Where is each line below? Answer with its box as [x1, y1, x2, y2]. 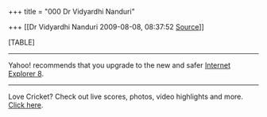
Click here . [8, 100, 44, 110]
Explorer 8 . [8, 69, 44, 78]
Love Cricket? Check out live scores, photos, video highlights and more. [8, 92, 244, 101]
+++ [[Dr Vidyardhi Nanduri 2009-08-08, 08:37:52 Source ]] [8, 22, 204, 31]
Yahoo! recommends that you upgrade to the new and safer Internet [8, 60, 231, 70]
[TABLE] [8, 37, 36, 47]
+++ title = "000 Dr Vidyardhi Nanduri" [8, 7, 135, 16]
